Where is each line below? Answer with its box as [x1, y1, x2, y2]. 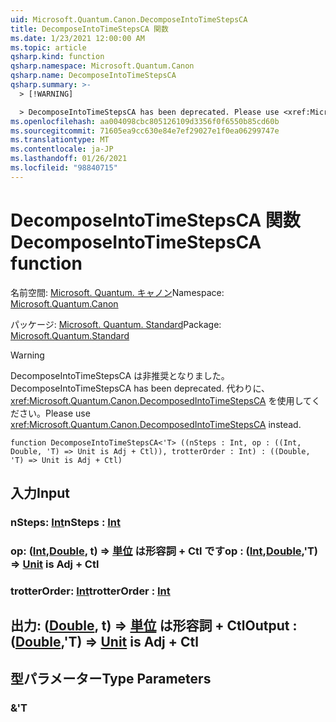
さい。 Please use [18, 407, 91, 419]
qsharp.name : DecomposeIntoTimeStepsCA [10, 71, 177, 81]
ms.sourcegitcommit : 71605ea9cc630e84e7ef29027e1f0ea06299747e [10, 126, 280, 136]
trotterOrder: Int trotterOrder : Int [10, 584, 171, 598]
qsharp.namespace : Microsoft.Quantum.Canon [10, 61, 195, 71]
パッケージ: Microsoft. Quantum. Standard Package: [10, 318, 222, 330]
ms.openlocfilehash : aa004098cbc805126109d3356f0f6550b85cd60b [10, 116, 280, 126]
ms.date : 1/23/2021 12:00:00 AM [10, 33, 145, 43]
